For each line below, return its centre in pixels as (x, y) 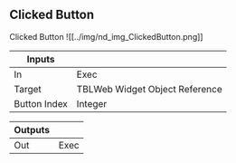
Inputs (41, 59)
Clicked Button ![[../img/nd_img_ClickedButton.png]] (106, 36)
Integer (92, 103)
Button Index (41, 103)
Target (28, 89)
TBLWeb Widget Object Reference (150, 89)
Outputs (32, 129)
